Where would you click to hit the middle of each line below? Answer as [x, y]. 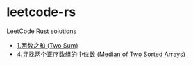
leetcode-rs [41, 12]
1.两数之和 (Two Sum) [47, 45]
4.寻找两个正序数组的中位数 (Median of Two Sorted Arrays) [101, 54]
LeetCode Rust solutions [42, 31]
